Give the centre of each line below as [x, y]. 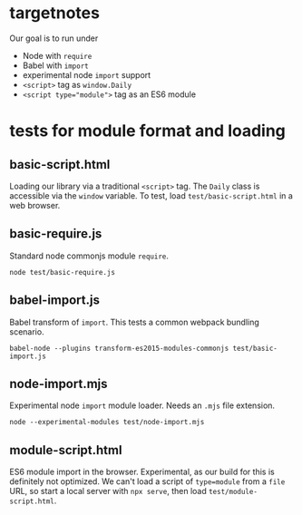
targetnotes [54, 13]
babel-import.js [54, 301]
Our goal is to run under [54, 38]
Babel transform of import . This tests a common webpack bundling [135, 322]
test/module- [233, 492]
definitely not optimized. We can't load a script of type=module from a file [147, 481]
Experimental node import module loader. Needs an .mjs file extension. [142, 405]
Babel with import [55, 65]
